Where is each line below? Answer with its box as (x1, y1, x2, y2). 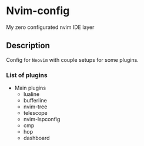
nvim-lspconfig (23, 116, 61, 123)
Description (6, 41, 50, 51)
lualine (23, 91, 40, 98)
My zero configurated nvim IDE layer (6, 24, 95, 31)
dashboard (23, 134, 50, 142)
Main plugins (14, 84, 46, 92)
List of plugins (6, 71, 48, 79)
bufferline (23, 97, 47, 104)
